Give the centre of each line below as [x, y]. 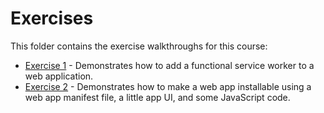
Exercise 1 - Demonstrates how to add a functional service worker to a [169, 65]
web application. [59, 76]
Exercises [52, 18]
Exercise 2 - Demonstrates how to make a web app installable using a [168, 86]
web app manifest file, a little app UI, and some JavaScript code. [157, 97]
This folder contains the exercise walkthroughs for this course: [139, 46]
